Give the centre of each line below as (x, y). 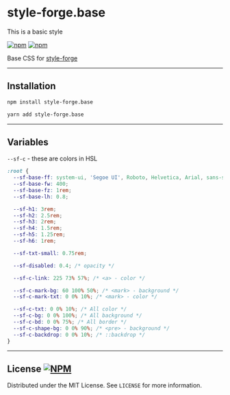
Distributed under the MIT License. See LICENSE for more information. (104, 385)
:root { (18, 171)
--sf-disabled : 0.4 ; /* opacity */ (64, 265)
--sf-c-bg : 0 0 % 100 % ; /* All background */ (78, 316)
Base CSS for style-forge (42, 58)
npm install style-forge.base (50, 102)
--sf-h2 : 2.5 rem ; (38, 215)
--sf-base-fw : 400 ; (41, 184)
